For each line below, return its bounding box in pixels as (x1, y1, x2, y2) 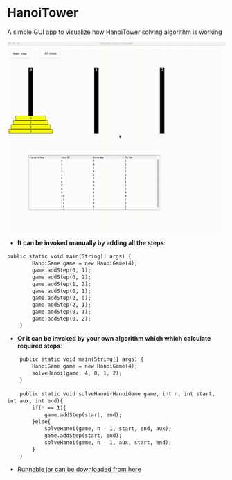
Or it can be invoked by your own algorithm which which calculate (17, 335, 211, 343)
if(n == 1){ (32, 405, 67, 411)
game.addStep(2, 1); (32, 301, 91, 309)
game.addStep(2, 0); (32, 294, 91, 302)
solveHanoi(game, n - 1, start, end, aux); (44, 425, 172, 432)
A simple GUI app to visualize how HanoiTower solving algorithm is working (7, 28, 223, 36)
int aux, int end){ (7, 398, 64, 405)
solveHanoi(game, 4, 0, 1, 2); (32, 370, 123, 377)
